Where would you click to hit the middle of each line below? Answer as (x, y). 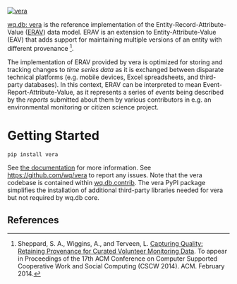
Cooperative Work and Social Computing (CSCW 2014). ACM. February (121, 266)
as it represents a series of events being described (150, 92)
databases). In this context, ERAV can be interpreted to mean (113, 84)
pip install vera (33, 154)
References (33, 220)
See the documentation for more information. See (79, 168)
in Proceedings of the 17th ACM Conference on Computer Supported (117, 259)
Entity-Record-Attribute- (192, 24)
